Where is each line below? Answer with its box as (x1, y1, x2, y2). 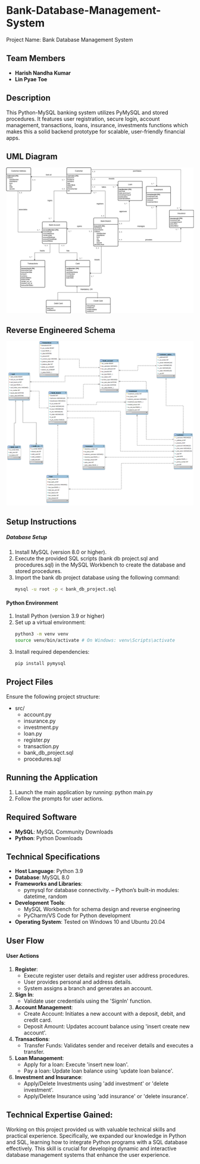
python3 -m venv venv (14, 631, 69, 637)
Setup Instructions (6, 517, 77, 527)
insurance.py (23, 717, 56, 724)
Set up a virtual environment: (14, 619, 86, 626)
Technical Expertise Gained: (6, 1110, 113, 1120)
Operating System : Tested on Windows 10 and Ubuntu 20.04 (14, 918, 165, 926)
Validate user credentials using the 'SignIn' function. (23, 997, 152, 1004)
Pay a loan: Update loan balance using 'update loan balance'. (23, 1067, 174, 1074)
